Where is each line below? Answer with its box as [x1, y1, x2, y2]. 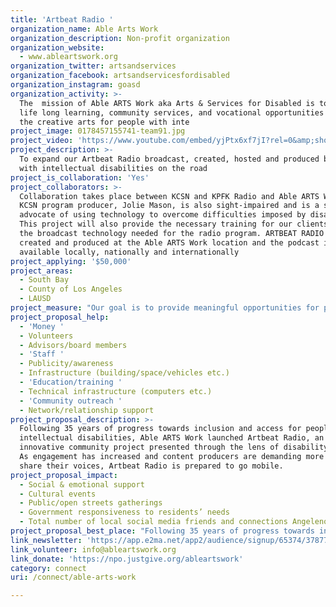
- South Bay [19, 275, 70, 285]
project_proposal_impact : [10, 470, 118, 480]
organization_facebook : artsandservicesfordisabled [10, 71, 230, 81]
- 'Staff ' [19, 349, 65, 360]
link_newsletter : [10, 535, 83, 545]
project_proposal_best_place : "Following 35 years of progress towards [10, 526, 315, 536]
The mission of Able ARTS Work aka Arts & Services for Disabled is [19, 98, 315, 108]
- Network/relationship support [19, 405, 155, 415]
